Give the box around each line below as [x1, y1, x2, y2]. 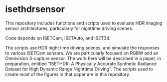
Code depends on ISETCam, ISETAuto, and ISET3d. [5, 35, 111, 41]
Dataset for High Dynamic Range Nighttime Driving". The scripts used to [5, 66, 154, 72]
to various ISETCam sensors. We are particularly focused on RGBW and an [5, 50, 159, 56]
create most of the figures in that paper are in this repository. [5, 71, 131, 77]
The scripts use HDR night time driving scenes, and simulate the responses [5, 44, 160, 50]
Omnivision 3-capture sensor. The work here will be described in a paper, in [5, 55, 161, 61]
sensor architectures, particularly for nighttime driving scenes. [5, 25, 134, 31]
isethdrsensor [5, 3, 65, 15]
